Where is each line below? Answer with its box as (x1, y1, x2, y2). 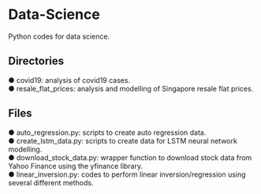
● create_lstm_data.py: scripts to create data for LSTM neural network (8, 136, 238, 145)
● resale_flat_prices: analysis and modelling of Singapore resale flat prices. (8, 84, 254, 93)
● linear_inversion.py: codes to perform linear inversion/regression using (8, 170, 246, 179)
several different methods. (8, 177, 94, 187)
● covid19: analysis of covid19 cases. (8, 75, 131, 84)
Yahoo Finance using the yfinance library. (8, 161, 144, 170)
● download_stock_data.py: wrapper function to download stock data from (8, 152, 252, 162)
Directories (8, 54, 65, 68)
